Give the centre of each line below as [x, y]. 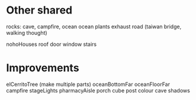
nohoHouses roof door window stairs [51, 44]
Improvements [43, 68]
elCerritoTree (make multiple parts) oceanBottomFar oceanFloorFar [88, 84]
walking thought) [27, 32]
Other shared [39, 10]
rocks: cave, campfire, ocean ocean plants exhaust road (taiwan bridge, [94, 26]
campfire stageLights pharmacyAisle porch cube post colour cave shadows [98, 90]
